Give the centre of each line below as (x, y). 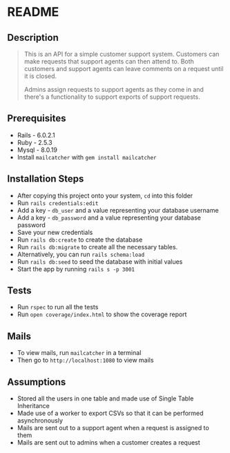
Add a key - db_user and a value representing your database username (118, 210)
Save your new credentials (55, 232)
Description (33, 38)
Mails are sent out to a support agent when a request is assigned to (113, 428)
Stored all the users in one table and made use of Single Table (105, 398)
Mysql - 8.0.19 (37, 150)
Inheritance (33, 406)
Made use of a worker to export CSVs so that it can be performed (110, 413)
